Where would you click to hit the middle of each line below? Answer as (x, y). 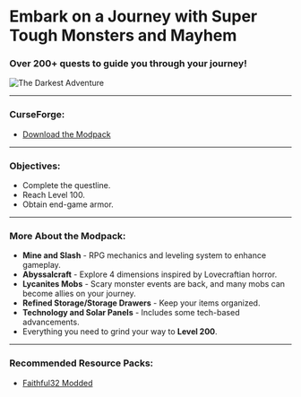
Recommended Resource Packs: (82, 363)
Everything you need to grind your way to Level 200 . (120, 332)
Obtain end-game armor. (68, 204)
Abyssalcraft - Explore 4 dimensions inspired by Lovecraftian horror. (150, 274)
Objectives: (35, 166)
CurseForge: (37, 115)
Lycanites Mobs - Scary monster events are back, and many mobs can (153, 284)
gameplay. (41, 265)
